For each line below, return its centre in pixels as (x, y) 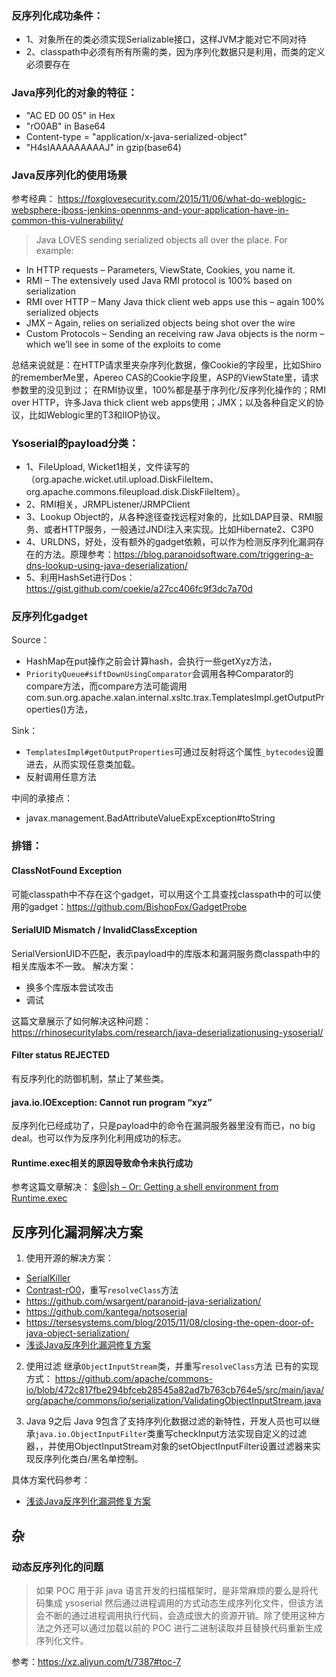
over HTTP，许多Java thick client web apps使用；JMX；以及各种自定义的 (163, 402)
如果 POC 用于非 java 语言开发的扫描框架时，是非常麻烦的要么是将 (172, 1590)
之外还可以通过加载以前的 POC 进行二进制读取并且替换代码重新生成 (183, 1628)
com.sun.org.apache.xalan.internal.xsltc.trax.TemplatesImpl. (150, 698)
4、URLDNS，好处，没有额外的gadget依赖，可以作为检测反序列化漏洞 (170, 542)
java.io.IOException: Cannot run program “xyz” (112, 1102)
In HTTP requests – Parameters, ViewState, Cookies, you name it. (160, 269)
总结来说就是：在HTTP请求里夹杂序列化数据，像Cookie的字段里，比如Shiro (166, 364)
